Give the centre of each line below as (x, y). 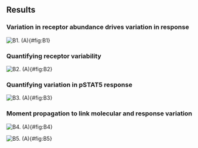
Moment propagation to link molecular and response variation (99, 114)
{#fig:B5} (41, 138)
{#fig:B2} (41, 69)
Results (21, 10)
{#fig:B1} (39, 40)
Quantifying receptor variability (54, 56)
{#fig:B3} (41, 98)
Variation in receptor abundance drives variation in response (98, 27)
